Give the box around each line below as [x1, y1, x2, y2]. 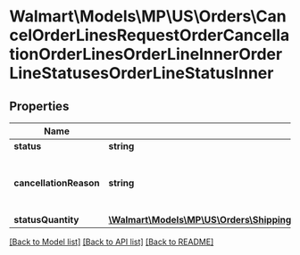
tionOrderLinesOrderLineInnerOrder [9, 45, 283, 64]
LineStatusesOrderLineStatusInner [9, 63, 274, 84]
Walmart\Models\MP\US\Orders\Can [9, 6, 287, 27]
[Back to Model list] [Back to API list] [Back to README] [9, 236, 214, 247]
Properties [9, 98, 70, 113]
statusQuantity [13, 214, 79, 226]
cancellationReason [13, 177, 100, 189]
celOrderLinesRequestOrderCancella [9, 25, 290, 45]
